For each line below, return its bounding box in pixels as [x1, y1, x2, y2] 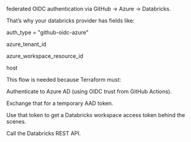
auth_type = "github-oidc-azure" [6, 29, 89, 36]
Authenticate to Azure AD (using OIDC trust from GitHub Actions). [6, 88, 172, 95]
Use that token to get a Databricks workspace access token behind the [6, 112, 185, 118]
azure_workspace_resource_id [6, 52, 84, 60]
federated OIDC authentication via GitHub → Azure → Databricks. [6, 5, 171, 12]
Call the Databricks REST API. [6, 130, 81, 137]
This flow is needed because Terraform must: [6, 76, 121, 83]
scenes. [6, 118, 26, 125]
